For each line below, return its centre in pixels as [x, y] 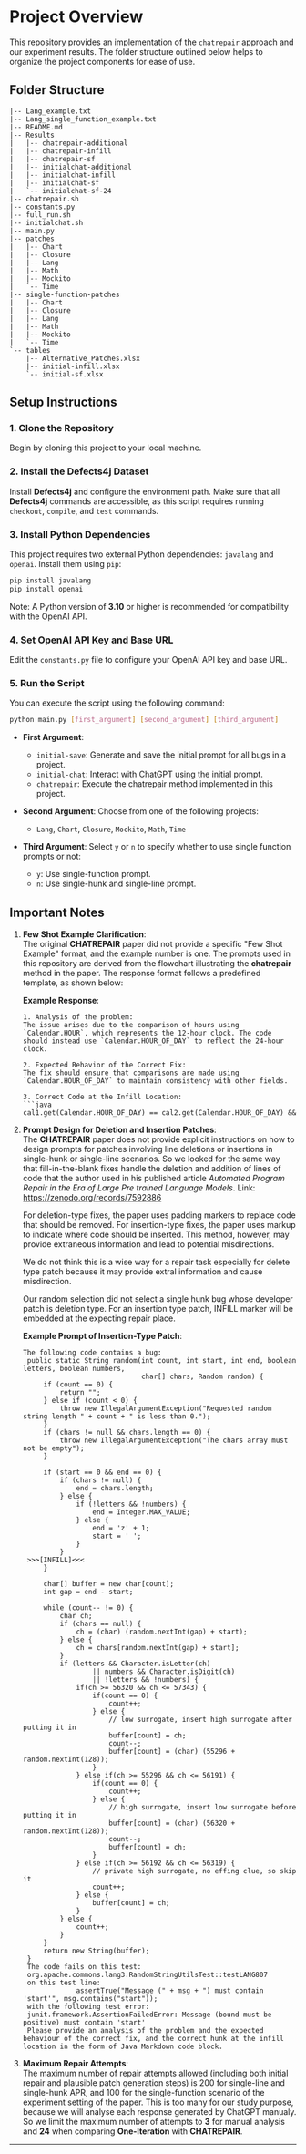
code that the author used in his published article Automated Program [153, 1179]
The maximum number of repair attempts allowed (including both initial [155, 2073]
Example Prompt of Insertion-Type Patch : [102, 1336]
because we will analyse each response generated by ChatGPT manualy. [159, 2112]
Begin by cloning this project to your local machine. [106, 448]
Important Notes [57, 912]
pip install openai [46, 589]
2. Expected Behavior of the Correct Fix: [104, 1065]
